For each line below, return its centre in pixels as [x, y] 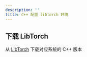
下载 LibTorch [27, 36]
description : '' [22, 10]
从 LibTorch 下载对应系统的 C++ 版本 [44, 49]
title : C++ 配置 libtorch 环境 [37, 15]
